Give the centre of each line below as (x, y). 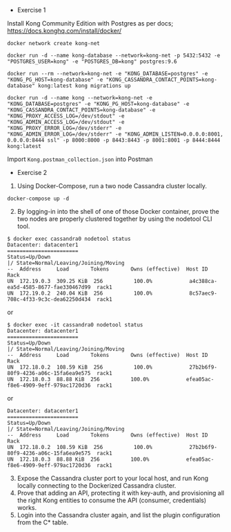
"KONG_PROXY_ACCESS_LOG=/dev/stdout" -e (66, 116)
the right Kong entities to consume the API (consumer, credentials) (112, 500)
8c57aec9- (203, 293)
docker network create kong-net (53, 44)
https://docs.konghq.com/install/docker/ (64, 31)
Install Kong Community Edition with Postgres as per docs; (90, 23)
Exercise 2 (32, 173)
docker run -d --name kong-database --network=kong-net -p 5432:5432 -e (114, 55)
